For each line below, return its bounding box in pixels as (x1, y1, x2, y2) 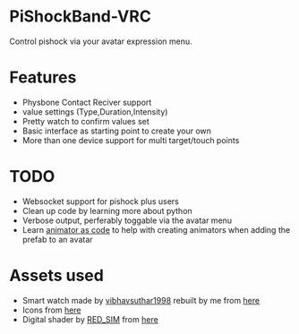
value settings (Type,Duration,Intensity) (21, 106, 168, 117)
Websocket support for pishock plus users (21, 195, 179, 207)
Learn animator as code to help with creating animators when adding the (21, 224, 291, 235)
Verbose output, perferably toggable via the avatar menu (21, 215, 233, 226)
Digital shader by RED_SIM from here (21, 313, 158, 324)
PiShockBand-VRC (9, 6, 152, 27)
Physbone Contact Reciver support (21, 97, 152, 107)
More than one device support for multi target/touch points (21, 134, 240, 145)
